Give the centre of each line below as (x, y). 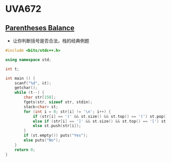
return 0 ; (25, 150)
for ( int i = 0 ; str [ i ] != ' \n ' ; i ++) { (67, 112)
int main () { (20, 78)
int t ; (12, 69)
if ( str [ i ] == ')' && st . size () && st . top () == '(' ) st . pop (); (101, 116)
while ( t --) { (29, 93)
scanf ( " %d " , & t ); (33, 83)
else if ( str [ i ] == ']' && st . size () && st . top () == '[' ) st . (100, 121)
